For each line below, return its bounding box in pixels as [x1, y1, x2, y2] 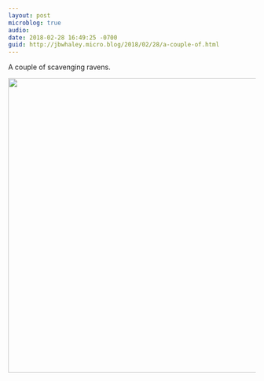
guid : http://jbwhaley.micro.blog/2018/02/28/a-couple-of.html [8, 41, 220, 49]
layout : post [8, 11, 51, 20]
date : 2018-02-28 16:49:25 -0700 [8, 33, 118, 42]
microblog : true [8, 19, 61, 27]
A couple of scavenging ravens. [8, 62, 112, 72]
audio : [8, 26, 30, 34]
